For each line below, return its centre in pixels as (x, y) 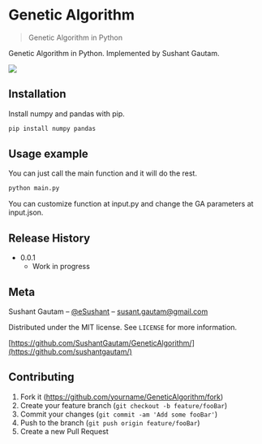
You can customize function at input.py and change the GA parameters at (131, 204)
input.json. (26, 212)
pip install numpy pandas (52, 128)
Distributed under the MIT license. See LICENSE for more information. (123, 327)
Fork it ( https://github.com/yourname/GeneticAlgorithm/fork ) (122, 397)
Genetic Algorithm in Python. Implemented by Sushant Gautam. (114, 53)
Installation (37, 94)
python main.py (34, 189)
